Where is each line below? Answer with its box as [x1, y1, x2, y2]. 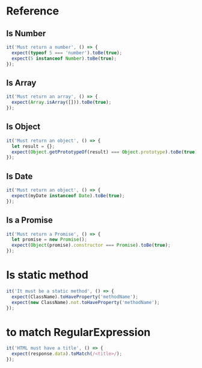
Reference [6, 4, 59, 18]
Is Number [6, 28, 46, 39]
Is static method [6, 268, 89, 282]
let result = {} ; [11, 143, 55, 149]
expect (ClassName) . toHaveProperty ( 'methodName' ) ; [11, 294, 138, 300]
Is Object [6, 122, 41, 132]
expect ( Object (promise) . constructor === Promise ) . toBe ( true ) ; [11, 243, 171, 249]
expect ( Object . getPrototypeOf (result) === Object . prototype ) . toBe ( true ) [11, 149, 198, 155]
